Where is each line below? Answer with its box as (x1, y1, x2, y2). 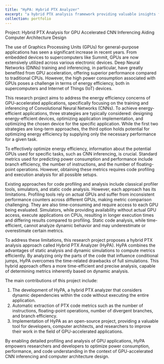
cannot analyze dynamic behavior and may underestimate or (23, 223, 146, 229)
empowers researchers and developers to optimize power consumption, (5, 343, 150, 349)
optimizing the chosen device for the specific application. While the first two (5, 121, 159, 127)
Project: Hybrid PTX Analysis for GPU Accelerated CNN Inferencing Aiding (5, 30, 155, 36)
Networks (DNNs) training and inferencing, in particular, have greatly (5, 65, 143, 71)
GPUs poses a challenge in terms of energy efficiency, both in (5, 80, 130, 86)
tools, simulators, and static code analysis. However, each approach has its (5, 186, 156, 192)
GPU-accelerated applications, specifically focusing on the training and (5, 100, 149, 106)
